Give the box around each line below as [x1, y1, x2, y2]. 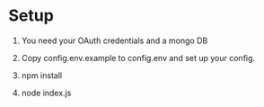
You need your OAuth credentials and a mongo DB [21, 35, 208, 46]
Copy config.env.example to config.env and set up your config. [21, 52, 256, 63]
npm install [21, 69, 63, 81]
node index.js [21, 87, 72, 98]
